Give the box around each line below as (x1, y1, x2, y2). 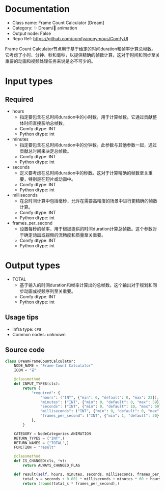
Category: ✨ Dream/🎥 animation (12, 25, 78, 30)
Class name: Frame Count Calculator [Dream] (12, 20, 105, 26)
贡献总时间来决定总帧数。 (19, 148, 72, 154)
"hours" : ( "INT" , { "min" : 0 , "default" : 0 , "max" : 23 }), (40, 395, 160, 400)
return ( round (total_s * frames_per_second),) (23, 481, 120, 486)
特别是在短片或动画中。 (28, 176, 76, 182)
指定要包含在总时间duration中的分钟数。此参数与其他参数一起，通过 (19, 142, 157, 148)
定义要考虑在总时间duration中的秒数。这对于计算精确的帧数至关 (19, 170, 149, 175)
